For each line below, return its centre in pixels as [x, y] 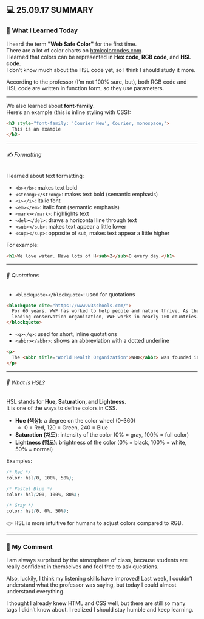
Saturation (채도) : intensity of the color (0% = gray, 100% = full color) [102, 434]
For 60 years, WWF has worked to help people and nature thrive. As [100, 311]
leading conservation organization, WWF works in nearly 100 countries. [106, 317]
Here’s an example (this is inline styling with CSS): [69, 112]
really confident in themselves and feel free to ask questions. [83, 567]
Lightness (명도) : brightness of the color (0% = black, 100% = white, [101, 442]
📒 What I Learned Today [42, 30]
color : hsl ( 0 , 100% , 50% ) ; [40, 478]
